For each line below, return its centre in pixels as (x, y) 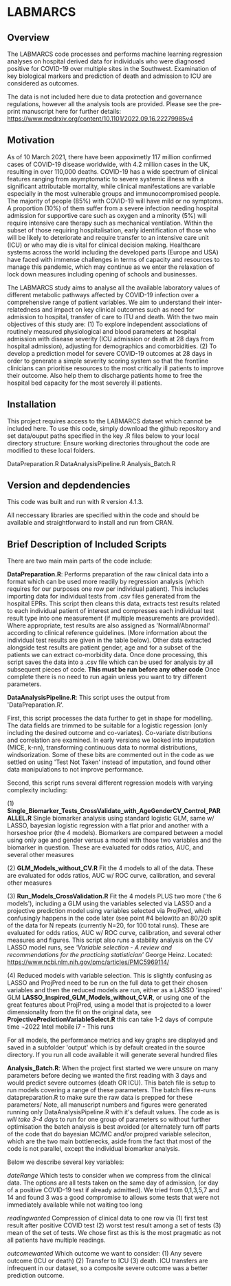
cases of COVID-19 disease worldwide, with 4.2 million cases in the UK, (109, 164)
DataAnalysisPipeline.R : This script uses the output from (89, 698)
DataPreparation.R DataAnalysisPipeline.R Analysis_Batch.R (91, 463)
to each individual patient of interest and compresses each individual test (111, 611)
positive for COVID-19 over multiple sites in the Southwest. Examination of (112, 69)
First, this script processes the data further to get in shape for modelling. (110, 719)
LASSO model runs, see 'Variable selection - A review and (90, 947)
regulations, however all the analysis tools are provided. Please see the (108, 104)
